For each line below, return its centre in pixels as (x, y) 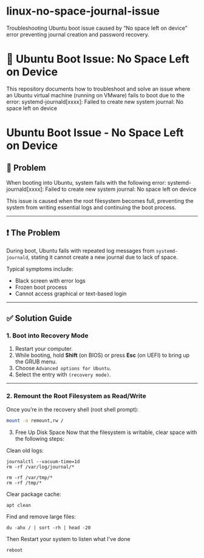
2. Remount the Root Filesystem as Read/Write (76, 396)
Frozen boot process (41, 287)
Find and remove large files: (41, 516)
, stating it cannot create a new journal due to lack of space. (103, 257)
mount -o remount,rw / (35, 421)
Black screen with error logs (50, 280)
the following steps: (40, 438)
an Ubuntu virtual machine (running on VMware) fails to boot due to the (96, 95)
